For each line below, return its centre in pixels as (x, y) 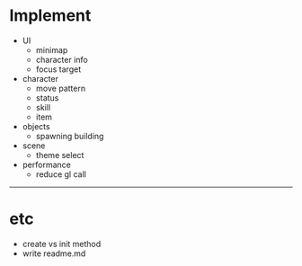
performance (47, 164)
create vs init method (62, 244)
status (47, 98)
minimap (52, 49)
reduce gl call (61, 174)
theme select (60, 155)
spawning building (70, 136)
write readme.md (54, 253)
